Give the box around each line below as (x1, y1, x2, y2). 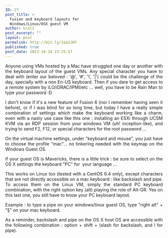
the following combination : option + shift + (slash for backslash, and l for (5, 222, 163, 228)
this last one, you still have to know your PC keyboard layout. (5, 192, 130, 198)
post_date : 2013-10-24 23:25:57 (5, 49, 72, 54)
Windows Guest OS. (5, 146, 46, 152)
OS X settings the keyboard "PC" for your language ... (5, 161, 117, 167)
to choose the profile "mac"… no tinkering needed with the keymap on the (5, 140, 163, 146)
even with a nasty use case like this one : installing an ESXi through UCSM (5, 115, 163, 121)
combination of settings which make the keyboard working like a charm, (5, 109, 163, 115)
